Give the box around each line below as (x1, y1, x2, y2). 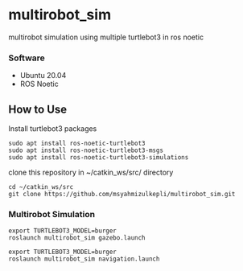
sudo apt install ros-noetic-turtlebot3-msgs (8, 146, 163, 154)
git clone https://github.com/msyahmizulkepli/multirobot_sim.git (8, 191, 236, 199)
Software (8, 52, 46, 64)
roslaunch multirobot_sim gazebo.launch (8, 234, 146, 242)
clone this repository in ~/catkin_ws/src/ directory (8, 167, 174, 178)
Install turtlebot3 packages (8, 124, 97, 133)
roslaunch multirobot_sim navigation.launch (8, 255, 160, 263)
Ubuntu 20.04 (19, 71, 67, 80)
